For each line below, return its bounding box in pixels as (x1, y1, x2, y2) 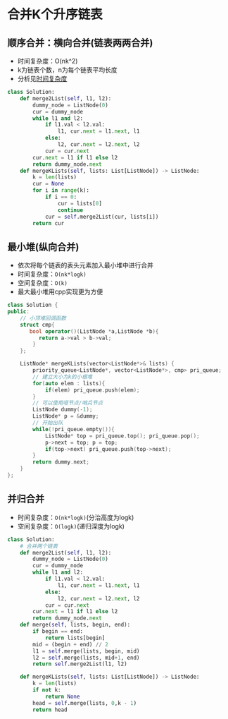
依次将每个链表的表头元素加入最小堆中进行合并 (17, 261, 153, 270)
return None (44, 693, 80, 700)
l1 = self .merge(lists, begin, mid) (32, 647, 140, 655)
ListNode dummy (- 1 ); (32, 406, 93, 413)
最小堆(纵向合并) (7, 241, 80, 253)
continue (57, 206, 83, 214)
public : (7, 308, 30, 315)
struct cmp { (20, 321, 55, 328)
